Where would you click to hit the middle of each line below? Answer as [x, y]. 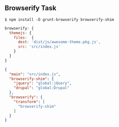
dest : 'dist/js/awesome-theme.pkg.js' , [59, 42]
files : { [24, 37]
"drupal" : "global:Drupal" [42, 88]
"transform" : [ [29, 102]
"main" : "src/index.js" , [35, 74]
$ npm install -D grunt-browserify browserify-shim [59, 19]
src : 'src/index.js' [39, 47]
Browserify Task [31, 8]
